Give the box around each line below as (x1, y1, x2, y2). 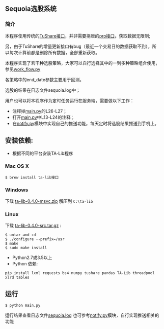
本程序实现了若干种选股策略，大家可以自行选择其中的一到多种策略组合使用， (5, 60, 160, 66)
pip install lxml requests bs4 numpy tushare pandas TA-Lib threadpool (5, 271, 155, 276)
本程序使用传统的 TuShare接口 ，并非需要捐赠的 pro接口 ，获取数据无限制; (5, 33, 151, 38)
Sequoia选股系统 (5, 4, 57, 13)
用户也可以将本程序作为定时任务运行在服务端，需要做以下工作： (5, 98, 134, 104)
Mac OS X (5, 163, 29, 170)
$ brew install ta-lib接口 (5, 175, 59, 180)
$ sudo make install (5, 246, 48, 251)
